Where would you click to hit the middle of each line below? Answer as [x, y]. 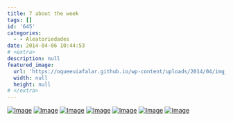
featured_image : [31, 65]
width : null [31, 78]
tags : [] [20, 20]
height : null [32, 84]
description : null [34, 59]
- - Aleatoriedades [42, 39]
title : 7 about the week [43, 13]
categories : [24, 33]
